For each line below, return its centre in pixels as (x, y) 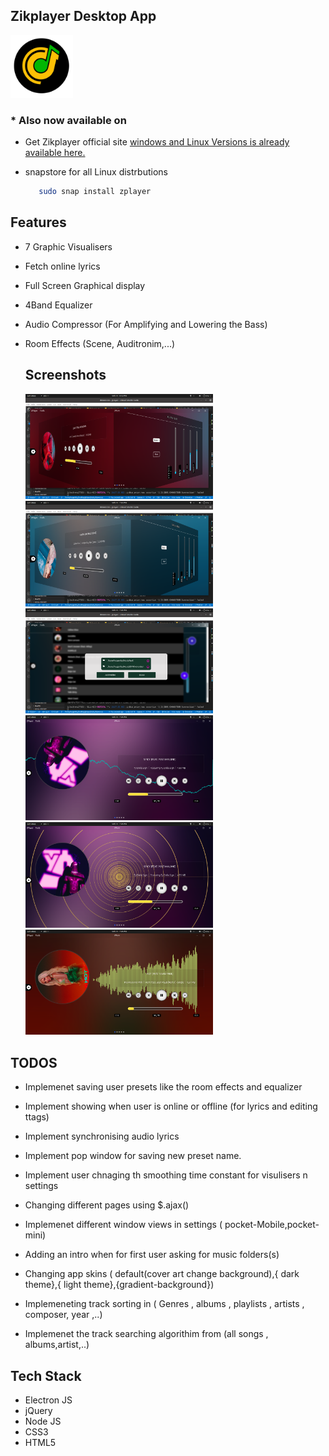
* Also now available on (68, 120)
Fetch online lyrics (62, 266)
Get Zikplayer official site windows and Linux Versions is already (157, 142)
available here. (55, 153)
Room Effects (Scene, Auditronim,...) (100, 343)
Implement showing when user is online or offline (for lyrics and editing (171, 1106)
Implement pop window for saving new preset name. (133, 1156)
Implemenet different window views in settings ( (123, 1225)
